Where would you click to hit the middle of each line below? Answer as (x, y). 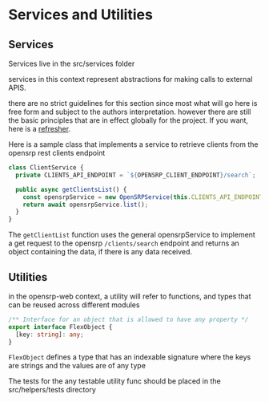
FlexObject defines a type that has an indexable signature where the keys (130, 357)
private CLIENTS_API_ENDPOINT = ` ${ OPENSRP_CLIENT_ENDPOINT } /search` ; (136, 175)
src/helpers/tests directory (52, 390)
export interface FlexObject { (60, 327)
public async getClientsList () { (71, 189)
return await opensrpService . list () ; (86, 205)
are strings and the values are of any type (77, 366)
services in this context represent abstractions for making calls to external (130, 79)
